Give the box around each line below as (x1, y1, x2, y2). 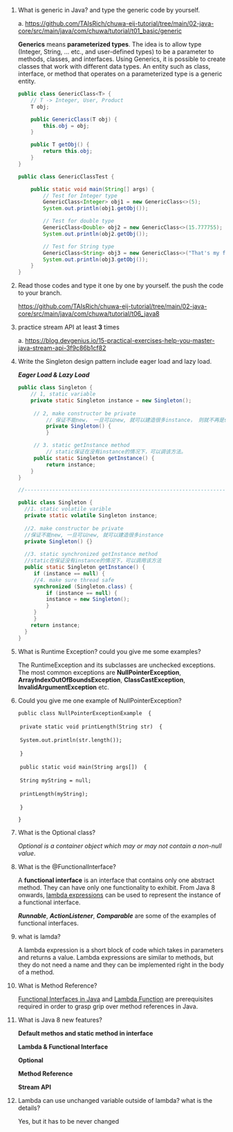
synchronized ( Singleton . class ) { (33, 583, 133, 590)
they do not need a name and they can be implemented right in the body (17, 961, 224, 969)
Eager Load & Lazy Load (17, 371, 90, 379)
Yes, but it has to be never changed (17, 1117, 120, 1125)
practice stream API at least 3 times (17, 323, 120, 332)
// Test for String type (43, 243, 115, 250)
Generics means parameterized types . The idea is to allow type (17, 40, 202, 48)
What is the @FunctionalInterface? (17, 862, 116, 870)
